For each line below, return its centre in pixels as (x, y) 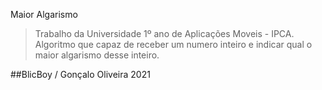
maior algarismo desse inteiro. (97, 55)
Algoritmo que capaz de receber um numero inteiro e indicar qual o (173, 44)
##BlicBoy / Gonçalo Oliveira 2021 (80, 74)
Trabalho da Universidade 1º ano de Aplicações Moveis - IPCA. (164, 33)
